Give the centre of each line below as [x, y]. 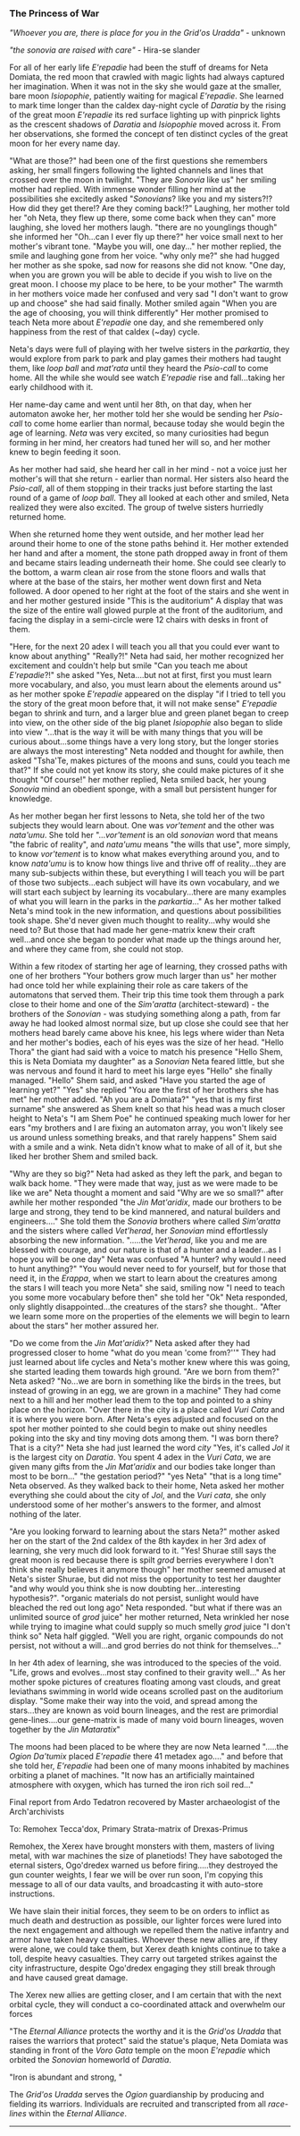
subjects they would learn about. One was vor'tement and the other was [142, 826]
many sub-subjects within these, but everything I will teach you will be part [147, 873]
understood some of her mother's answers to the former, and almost [135, 1505]
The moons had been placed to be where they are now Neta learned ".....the [149, 1747]
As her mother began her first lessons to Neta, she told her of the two [137, 816]
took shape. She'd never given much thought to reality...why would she [140, 920]
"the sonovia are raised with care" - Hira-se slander [105, 50]
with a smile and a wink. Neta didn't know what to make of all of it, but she [146, 1147]
